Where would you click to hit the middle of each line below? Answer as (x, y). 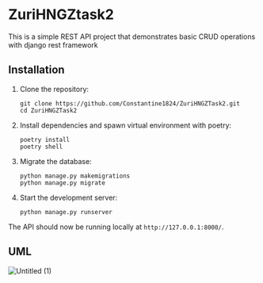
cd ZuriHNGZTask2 (48, 110)
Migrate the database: (56, 161)
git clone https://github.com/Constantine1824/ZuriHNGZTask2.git (130, 103)
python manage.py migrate (62, 183)
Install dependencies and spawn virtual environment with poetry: (126, 125)
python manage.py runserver (66, 212)
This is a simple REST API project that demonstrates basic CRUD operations (132, 36)
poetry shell (41, 147)
